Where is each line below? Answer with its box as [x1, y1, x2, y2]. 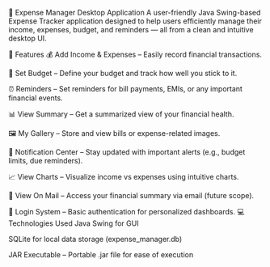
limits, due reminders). [8, 156, 83, 165]
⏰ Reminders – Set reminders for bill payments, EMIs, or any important [8, 84, 243, 93]
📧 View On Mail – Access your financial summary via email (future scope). [8, 191, 255, 200]
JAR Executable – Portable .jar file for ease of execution [8, 250, 194, 259]
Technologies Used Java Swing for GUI [8, 218, 139, 228]
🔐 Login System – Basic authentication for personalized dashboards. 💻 [8, 207, 245, 216]
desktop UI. [8, 33, 47, 43]
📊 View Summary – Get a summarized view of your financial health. [8, 109, 234, 119]
